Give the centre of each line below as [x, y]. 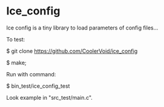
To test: [16, 39]
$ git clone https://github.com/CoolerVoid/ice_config [72, 51]
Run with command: [31, 74]
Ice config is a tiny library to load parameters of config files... [82, 28]
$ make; [16, 63]
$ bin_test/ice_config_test [38, 86]
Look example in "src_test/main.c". [49, 97]
